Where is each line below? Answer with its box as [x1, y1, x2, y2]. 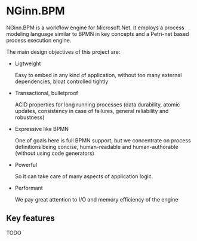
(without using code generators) [14, 150, 94, 157]
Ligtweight [14, 60, 41, 67]
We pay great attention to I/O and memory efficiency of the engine [14, 196, 178, 203]
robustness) [14, 114, 45, 121]
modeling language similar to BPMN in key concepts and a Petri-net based [6, 30, 189, 37]
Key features [6, 213, 55, 224]
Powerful [14, 161, 38, 168]
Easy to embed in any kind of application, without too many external [14, 71, 182, 78]
